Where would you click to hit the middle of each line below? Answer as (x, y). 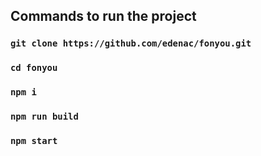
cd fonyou (34, 68)
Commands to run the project (103, 16)
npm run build (44, 117)
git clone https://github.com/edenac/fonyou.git (131, 43)
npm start (34, 140)
